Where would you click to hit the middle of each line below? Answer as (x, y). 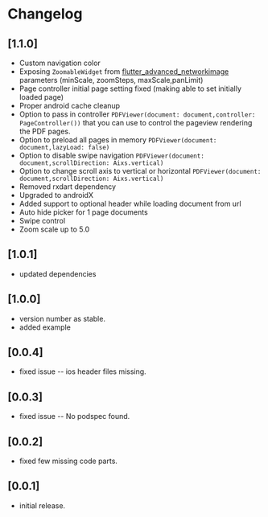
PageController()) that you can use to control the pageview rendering (136, 123)
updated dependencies (58, 273)
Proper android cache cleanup (70, 106)
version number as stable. (62, 318)
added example (45, 327)
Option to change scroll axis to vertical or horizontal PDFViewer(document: (140, 171)
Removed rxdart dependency (68, 187)
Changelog (45, 14)
